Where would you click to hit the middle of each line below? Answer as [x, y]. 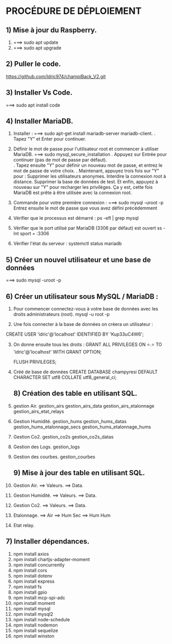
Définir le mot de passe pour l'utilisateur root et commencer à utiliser [86, 149]
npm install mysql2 [33, 614]
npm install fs [27, 586]
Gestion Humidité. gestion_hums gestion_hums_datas [70, 421]
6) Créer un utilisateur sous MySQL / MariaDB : [82, 296]
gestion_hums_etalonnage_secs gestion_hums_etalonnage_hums [82, 427]
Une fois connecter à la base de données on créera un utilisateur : [83, 324]
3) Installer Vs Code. [39, 93]
